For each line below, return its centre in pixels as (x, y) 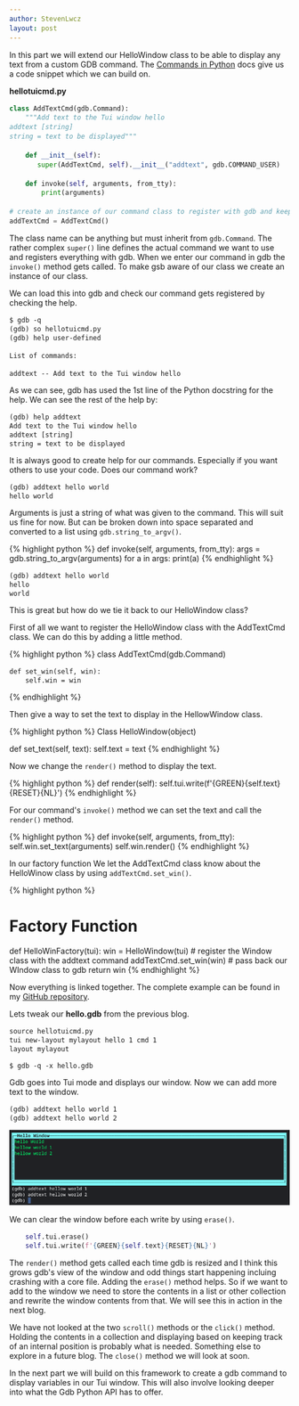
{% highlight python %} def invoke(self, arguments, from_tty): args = (135, 549)
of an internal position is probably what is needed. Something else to (135, 1346)
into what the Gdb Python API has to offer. (86, 1392)
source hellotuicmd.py (51, 1031)
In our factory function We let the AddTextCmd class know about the (135, 863)
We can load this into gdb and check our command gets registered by (137, 293)
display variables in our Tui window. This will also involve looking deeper (141, 1383)
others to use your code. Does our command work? (104, 470)
